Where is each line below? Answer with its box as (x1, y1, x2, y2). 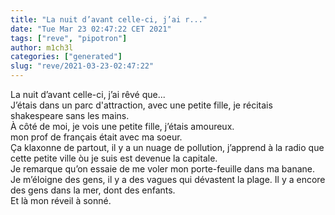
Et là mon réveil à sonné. (10, 195, 112, 206)
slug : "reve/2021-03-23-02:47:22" (10, 61, 155, 71)
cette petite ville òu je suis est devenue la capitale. (10, 152, 218, 164)
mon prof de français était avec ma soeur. (10, 131, 183, 143)
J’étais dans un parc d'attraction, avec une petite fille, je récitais (10, 99, 273, 111)
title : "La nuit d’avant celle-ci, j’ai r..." (10, 14, 208, 25)
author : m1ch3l (10, 42, 74, 53)
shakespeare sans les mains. (10, 110, 130, 121)
